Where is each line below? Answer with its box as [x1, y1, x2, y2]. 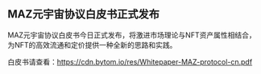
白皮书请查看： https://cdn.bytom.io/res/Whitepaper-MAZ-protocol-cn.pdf [7, 56, 253, 66]
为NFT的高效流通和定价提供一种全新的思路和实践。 [7, 40, 177, 49]
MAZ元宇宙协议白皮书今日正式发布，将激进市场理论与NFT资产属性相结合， [7, 30, 256, 40]
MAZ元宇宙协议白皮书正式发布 [7, 7, 160, 21]
